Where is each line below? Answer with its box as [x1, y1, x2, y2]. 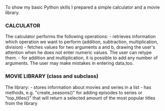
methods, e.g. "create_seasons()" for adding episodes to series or [5, 89, 143, 95]
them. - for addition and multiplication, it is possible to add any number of [5, 55, 158, 61]
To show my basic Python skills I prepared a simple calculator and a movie [5, 5, 160, 10]
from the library [5, 100, 38, 106]
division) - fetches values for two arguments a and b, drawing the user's [5, 44, 155, 50]
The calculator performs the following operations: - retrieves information [5, 34, 156, 40]
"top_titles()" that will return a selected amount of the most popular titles [5, 95, 155, 101]
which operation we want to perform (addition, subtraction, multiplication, [5, 39, 158, 45]
